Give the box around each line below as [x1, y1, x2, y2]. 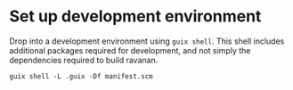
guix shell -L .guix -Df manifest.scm [9, 71, 153, 81]
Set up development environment [9, 6, 262, 27]
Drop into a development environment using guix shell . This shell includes [9, 36, 285, 46]
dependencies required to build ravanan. [9, 54, 159, 65]
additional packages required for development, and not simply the [9, 45, 251, 55]
